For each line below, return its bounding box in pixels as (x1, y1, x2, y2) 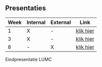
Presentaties (5, 4, 46, 12)
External (50, 18, 71, 25)
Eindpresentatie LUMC (5, 56, 52, 62)
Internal (27, 18, 46, 25)
